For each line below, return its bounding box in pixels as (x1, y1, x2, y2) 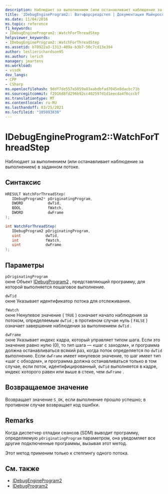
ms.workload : (5, 63, 32, 68)
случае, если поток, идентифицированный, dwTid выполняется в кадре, (5, 363, 157, 369)
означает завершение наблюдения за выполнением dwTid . (5, 322, 131, 328)
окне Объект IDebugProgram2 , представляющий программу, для (5, 278, 145, 284)
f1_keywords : (5, 26, 32, 31)
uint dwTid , (11, 233, 59, 238)
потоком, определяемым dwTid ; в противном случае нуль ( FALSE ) (5, 317, 148, 323)
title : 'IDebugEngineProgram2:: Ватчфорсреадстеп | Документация (5, 12, 144, 17)
